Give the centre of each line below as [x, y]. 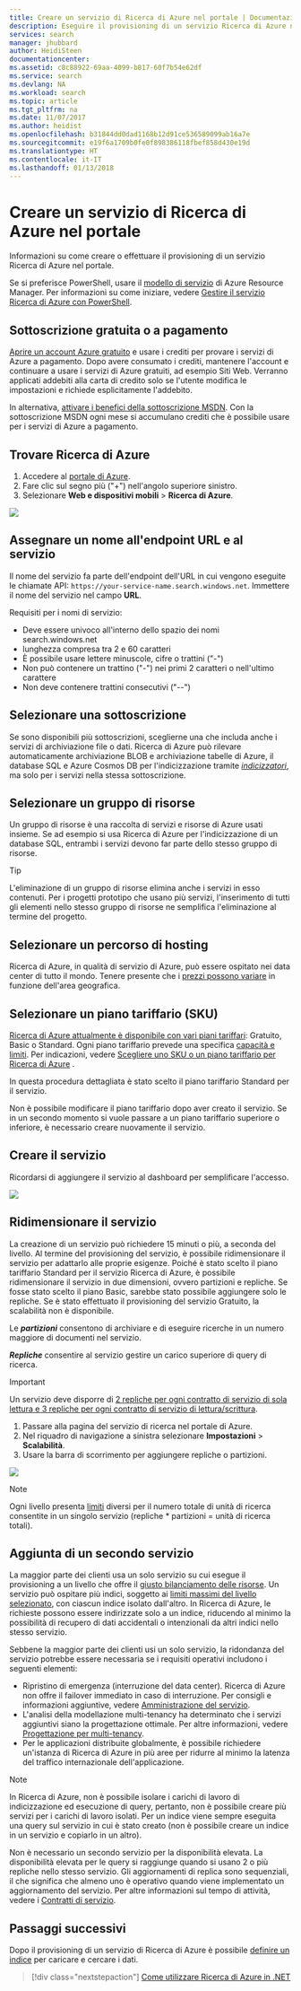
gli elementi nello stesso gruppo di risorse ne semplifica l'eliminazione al [143, 907]
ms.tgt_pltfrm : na [43, 109]
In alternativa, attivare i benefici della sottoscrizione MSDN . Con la [131, 407]
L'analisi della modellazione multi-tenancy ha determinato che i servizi [152, 1715]
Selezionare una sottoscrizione [98, 716]
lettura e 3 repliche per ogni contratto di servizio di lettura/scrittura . [133, 1409]
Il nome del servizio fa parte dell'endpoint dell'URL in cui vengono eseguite [148, 576]
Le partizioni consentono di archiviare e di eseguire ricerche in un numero [147, 1328]
